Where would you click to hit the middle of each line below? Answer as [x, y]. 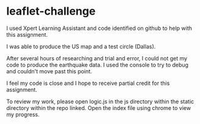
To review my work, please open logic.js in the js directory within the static [100, 101]
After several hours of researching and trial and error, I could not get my [97, 58]
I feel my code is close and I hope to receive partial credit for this [88, 83]
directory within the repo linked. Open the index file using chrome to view [99, 108]
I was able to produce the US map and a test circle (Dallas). [81, 46]
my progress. [23, 114]
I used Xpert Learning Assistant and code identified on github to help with [99, 28]
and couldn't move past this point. [49, 71]
